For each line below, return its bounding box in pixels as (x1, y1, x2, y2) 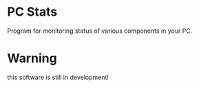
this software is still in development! (7, 73, 109, 81)
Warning (7, 50, 57, 66)
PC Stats (7, 4, 58, 20)
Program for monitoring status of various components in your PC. (7, 27, 193, 35)
